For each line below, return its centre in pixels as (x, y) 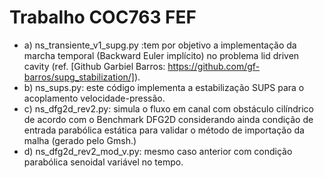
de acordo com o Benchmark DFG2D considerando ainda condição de (168, 119)
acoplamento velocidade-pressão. (94, 98)
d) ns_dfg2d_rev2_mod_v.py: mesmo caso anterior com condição (158, 151)
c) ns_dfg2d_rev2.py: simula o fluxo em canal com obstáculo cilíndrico (168, 108)
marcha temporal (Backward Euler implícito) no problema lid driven (161, 55)
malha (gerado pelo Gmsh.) (80, 140)
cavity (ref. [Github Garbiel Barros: (94, 66)
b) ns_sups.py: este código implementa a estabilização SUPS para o (164, 87)
